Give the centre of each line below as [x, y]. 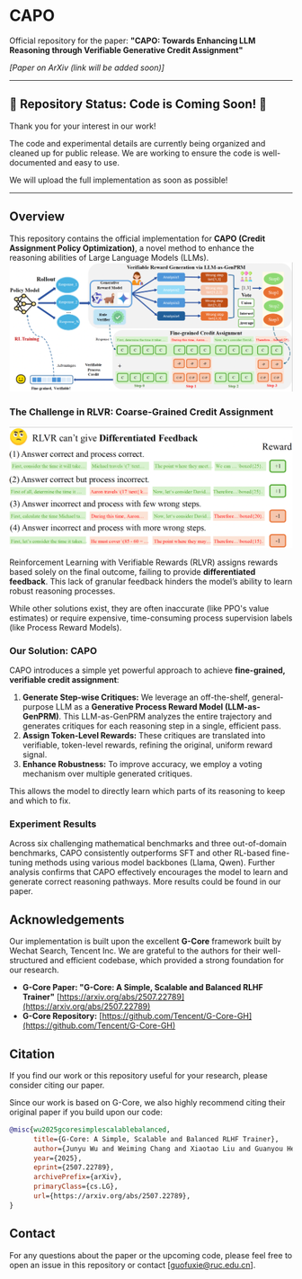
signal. [35, 755]
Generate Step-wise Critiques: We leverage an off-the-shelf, [136, 697]
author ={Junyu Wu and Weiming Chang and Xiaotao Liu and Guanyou [158, 1149]
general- [267, 697]
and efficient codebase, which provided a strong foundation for [167, 961]
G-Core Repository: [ [62, 1016]
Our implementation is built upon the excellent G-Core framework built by [145, 942]
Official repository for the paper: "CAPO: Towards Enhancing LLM [133, 40]
